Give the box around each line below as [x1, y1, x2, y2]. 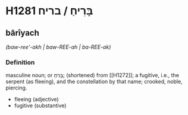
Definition [5, 58, 35, 66]
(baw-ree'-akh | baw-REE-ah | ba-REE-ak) [5, 43, 111, 50]
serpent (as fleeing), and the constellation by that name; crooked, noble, [5, 78, 183, 85]
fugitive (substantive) [14, 102, 67, 109]
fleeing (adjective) [14, 96, 59, 103]
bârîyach [5, 28, 40, 38]
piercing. [5, 84, 27, 91]
